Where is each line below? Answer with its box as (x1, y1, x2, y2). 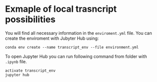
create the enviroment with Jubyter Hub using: (5, 35, 99, 41)
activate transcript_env (5, 68, 56, 73)
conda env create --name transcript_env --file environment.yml (5, 45, 139, 50)
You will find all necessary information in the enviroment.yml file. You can (5, 30, 153, 36)
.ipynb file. (5, 58, 27, 64)
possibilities (5, 14, 56, 25)
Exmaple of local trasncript (5, 3, 117, 15)
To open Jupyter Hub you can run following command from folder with (5, 53, 147, 59)
